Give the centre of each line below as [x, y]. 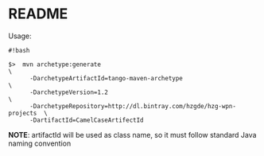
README [38, 14]
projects [23, 113]
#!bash [19, 50]
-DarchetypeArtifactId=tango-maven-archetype [106, 78]
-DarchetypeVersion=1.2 [69, 92]
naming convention [40, 143]
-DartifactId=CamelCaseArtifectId [87, 120]
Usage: [20, 36]
